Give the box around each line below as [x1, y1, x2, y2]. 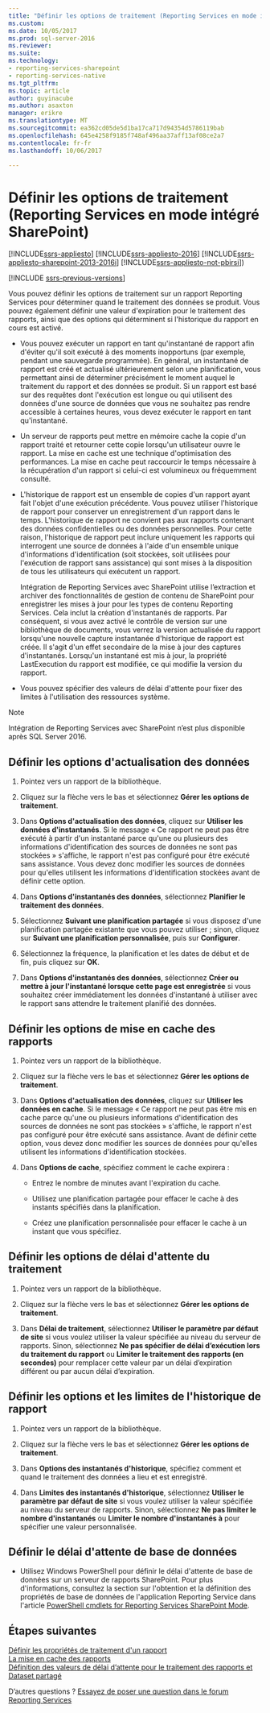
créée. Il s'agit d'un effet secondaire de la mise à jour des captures [19, 642, 242, 652]
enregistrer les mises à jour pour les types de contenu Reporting [19, 599, 234, 609]
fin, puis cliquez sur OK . [19, 958, 100, 967]
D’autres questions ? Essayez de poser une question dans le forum [8, 1686, 229, 1696]
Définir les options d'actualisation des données [8, 755, 251, 769]
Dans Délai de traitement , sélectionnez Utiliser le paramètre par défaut [19, 1323, 259, 1333]
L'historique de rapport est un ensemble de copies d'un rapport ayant [19, 490, 251, 499]
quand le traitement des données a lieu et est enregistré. [19, 1471, 207, 1482]
